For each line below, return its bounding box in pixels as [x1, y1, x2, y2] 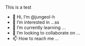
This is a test [5, 4, 31, 10]
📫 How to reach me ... [12, 35, 59, 41]
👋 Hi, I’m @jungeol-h [12, 14, 55, 19]
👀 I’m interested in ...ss [12, 19, 59, 25]
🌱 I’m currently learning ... [12, 24, 66, 30]
